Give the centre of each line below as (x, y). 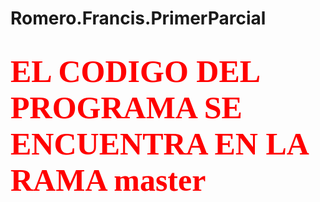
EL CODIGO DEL (135, 71)
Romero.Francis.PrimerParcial (138, 18)
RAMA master (108, 180)
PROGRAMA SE (126, 108)
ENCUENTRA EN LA (159, 144)
